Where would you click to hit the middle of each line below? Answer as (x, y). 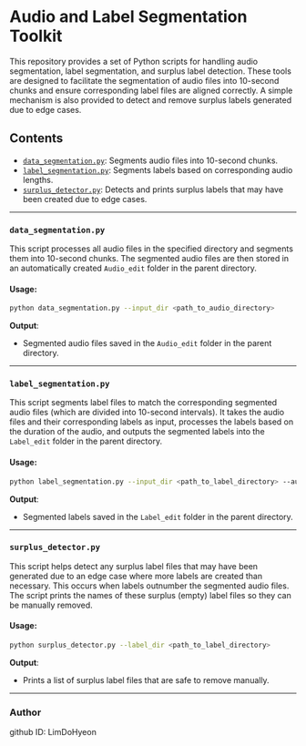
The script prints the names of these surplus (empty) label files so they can (150, 595)
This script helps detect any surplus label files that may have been (133, 566)
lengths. (38, 179)
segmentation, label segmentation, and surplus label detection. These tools (150, 71)
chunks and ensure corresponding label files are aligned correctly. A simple (151, 90)
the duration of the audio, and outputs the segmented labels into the (138, 432)
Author (25, 712)
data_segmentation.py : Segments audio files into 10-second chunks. (150, 160)
